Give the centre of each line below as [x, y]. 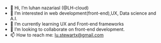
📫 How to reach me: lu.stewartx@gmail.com [57, 35]
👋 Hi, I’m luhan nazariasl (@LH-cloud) [49, 8]
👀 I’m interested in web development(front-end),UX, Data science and [83, 13]
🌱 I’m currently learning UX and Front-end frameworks [67, 24]
